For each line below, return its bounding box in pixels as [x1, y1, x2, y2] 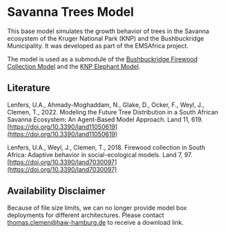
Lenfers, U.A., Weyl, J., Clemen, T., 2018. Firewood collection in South [7, 143, 206, 152]
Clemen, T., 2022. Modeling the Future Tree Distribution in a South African [7, 108, 219, 116]
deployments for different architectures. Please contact [7, 211, 164, 219]
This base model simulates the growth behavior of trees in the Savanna [7, 27, 209, 35]
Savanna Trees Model [7, 4, 135, 20]
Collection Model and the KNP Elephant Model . [7, 62, 141, 70]
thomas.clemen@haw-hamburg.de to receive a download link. [7, 218, 184, 226]
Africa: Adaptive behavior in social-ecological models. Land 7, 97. [7, 150, 193, 159]
